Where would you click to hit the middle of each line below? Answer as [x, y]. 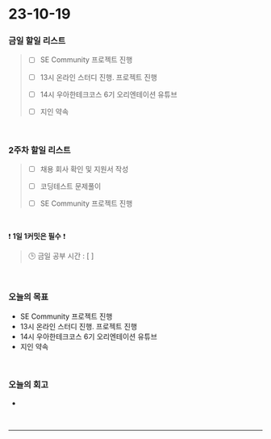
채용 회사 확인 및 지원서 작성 [84, 169]
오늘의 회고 [29, 385]
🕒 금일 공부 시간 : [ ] [61, 256]
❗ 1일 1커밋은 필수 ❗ [37, 236]
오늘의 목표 [29, 297]
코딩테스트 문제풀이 [71, 186]
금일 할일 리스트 [37, 41]
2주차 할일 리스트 [40, 150]
